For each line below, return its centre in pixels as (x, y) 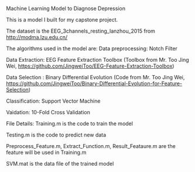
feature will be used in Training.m (46, 152)
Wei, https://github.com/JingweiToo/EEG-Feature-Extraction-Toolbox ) (90, 66)
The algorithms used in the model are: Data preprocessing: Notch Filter (92, 48)
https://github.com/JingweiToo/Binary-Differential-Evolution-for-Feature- (94, 83)
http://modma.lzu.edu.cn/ (37, 37)
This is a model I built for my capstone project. (62, 20)
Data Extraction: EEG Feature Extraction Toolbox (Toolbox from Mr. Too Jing (97, 60)
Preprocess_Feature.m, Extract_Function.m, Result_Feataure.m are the (91, 146)
